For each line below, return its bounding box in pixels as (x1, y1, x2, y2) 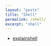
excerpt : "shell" (5, 21, 42, 27)
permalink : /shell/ (5, 17, 46, 22)
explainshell (12, 35, 38, 41)
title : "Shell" (5, 12, 37, 17)
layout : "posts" (5, 7, 39, 13)
